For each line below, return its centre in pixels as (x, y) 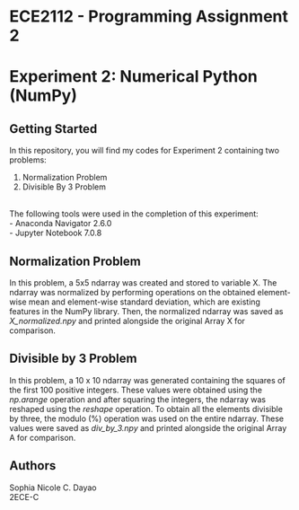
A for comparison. (43, 437)
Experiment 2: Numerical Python (134, 77)
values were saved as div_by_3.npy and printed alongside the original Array (148, 427)
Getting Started (53, 129)
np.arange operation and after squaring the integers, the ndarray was (138, 399)
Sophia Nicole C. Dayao (53, 488)
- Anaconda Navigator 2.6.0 (61, 224)
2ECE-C (24, 497)
